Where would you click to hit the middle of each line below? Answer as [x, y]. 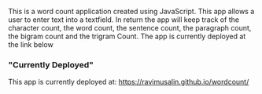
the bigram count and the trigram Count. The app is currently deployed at [127, 36]
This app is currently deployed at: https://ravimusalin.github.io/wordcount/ [129, 82]
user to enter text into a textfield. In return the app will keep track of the [124, 20]
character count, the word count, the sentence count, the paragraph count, [130, 28]
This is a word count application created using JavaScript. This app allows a [131, 11]
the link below [31, 45]
